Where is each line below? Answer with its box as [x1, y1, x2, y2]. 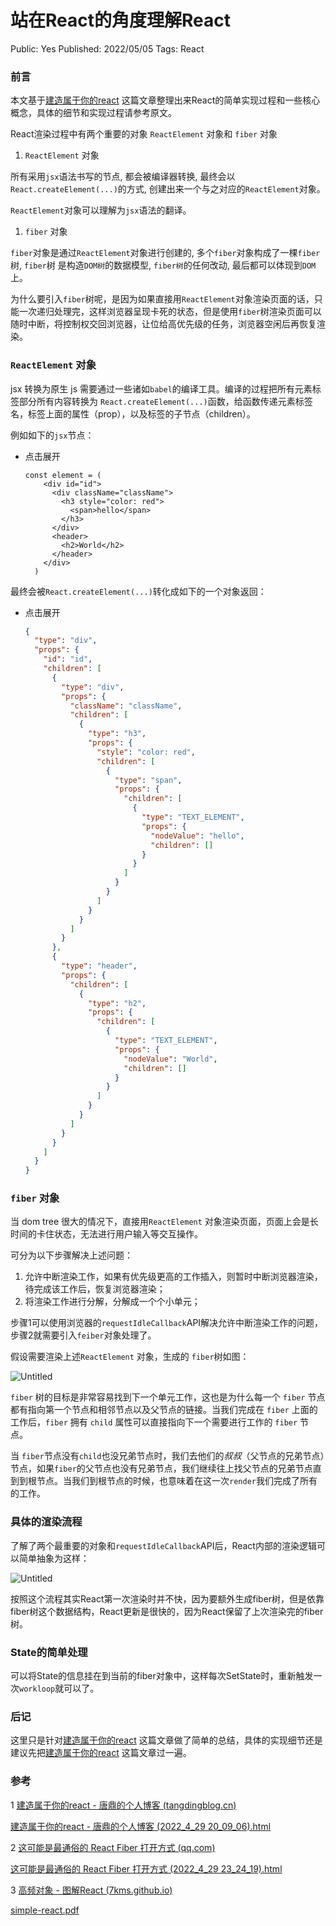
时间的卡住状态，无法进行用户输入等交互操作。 [10, 1228, 203, 1240]
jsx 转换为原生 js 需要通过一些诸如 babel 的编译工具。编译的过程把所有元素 [10, 382, 313, 395]
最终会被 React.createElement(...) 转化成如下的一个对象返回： [10, 585, 267, 597]
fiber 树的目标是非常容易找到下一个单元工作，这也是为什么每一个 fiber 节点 [10, 1391, 326, 1403]
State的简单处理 [10, 1645, 88, 1659]
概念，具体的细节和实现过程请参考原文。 [10, 107, 177, 119]
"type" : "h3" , [88, 729, 147, 739]
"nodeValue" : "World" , [123, 1054, 218, 1064]
